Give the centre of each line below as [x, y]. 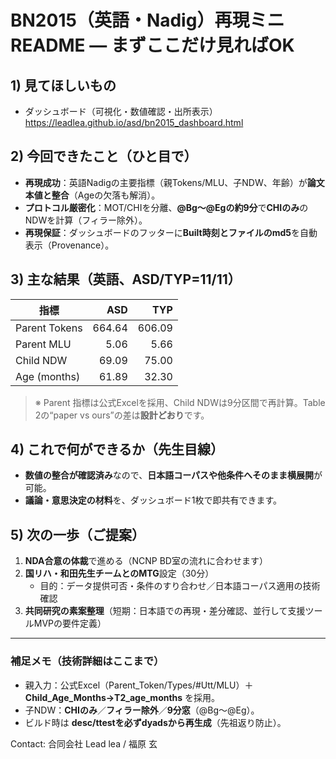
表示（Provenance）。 [69, 245]
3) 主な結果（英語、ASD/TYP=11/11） [126, 279]
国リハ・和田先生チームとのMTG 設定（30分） [119, 573]
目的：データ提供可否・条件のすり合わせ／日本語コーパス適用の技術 [180, 586]
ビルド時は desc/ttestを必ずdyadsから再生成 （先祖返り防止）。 [155, 722]
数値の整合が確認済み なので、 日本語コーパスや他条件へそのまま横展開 [169, 475]
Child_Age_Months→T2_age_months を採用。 [122, 697]
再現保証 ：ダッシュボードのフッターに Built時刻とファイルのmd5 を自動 [171, 232]
